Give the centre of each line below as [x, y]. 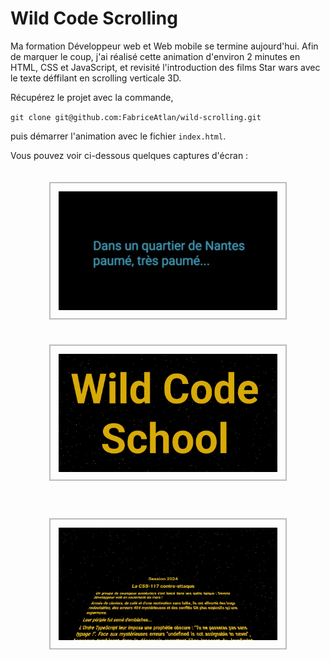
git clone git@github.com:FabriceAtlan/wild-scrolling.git [136, 117]
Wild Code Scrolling [94, 18]
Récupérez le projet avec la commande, [92, 97]
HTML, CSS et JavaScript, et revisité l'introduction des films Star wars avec [165, 67]
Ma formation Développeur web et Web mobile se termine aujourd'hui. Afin [164, 46]
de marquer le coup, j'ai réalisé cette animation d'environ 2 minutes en [155, 56]
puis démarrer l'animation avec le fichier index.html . [118, 136]
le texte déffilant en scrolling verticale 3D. [96, 78]
